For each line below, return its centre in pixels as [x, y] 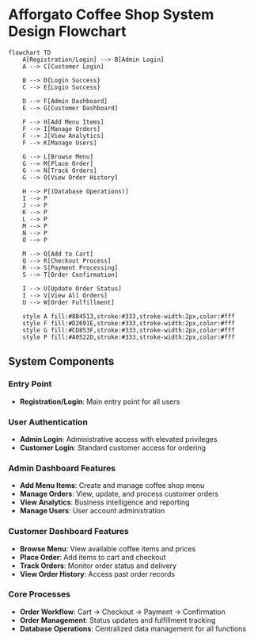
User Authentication [48, 422]
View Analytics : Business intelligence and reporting [104, 502]
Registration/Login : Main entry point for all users [100, 401]
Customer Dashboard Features [68, 532]
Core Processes [40, 594]
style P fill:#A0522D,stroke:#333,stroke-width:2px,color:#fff [129, 337]
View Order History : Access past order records [97, 574]
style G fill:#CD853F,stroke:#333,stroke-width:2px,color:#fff [129, 330]
